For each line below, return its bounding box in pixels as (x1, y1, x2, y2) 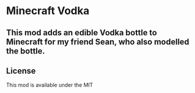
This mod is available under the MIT (6, 81, 93, 89)
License (6, 66, 36, 76)
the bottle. (6, 46, 45, 56)
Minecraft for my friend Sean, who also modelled (6, 36, 190, 46)
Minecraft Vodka (6, 4, 90, 18)
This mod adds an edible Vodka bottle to (6, 28, 157, 38)
